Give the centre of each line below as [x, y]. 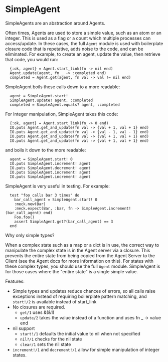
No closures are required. [39, 307]
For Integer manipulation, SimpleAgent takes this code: [62, 114]
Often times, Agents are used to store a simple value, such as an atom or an [83, 33]
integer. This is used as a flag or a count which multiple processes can [78, 38]
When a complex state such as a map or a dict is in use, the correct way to [82, 245]
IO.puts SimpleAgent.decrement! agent [50, 168]
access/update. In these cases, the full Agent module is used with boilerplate [84, 43]
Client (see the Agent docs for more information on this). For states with [79, 261]
